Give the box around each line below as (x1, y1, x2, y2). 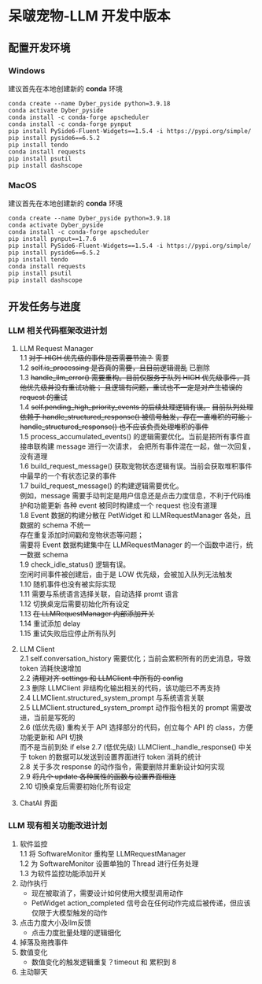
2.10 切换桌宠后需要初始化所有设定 (19, 781, 131, 791)
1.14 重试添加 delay (19, 619, 81, 628)
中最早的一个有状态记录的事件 (19, 471, 116, 480)
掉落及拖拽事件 (19, 938, 68, 947)
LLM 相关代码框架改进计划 (8, 325, 108, 336)
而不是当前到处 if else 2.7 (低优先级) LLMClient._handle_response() (19, 742, 238, 752)
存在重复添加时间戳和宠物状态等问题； (19, 530, 144, 539)
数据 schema (26, 549, 68, 559)
